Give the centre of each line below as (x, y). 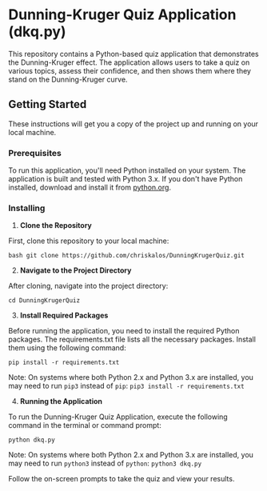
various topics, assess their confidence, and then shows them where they (130, 70)
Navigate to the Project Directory (76, 270)
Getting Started (48, 104)
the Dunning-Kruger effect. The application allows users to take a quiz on (129, 62)
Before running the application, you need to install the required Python (124, 331)
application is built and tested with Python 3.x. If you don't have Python (126, 179)
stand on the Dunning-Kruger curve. (68, 79)
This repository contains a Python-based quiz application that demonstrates (133, 54)
